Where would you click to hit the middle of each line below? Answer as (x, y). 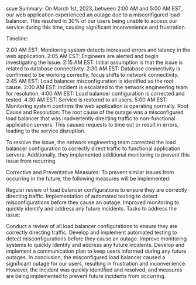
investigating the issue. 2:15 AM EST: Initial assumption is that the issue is (94, 62)
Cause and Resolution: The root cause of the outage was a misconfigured (95, 112)
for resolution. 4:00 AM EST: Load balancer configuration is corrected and (96, 94)
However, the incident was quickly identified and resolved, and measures (94, 270)
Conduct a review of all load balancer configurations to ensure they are (92, 226)
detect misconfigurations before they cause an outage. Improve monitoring (97, 239)
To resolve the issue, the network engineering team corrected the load (91, 142)
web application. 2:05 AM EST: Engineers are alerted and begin (82, 56)
